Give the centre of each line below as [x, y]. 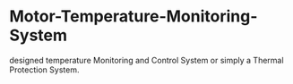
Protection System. [44, 70]
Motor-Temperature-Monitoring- [134, 17]
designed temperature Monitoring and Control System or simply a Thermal [146, 60]
